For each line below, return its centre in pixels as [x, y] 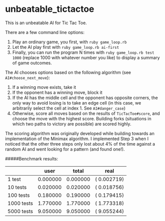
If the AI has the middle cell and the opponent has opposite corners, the [85, 98]
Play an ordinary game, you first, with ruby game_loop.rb [69, 42]
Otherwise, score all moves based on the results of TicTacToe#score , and [86, 113]
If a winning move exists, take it [44, 87]
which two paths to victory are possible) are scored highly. [72, 124]
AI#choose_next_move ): [28, 77]
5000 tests [20, 211]
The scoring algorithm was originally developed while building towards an [80, 133]
